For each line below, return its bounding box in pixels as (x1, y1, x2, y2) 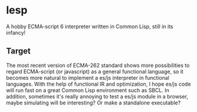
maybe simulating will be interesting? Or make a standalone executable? (6, 99, 181, 106)
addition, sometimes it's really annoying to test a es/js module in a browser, (6, 93, 188, 100)
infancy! (6, 29, 26, 36)
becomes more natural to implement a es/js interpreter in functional (6, 74, 169, 81)
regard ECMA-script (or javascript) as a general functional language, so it (6, 68, 183, 75)
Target (6, 46, 31, 56)
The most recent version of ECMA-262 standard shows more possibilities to (6, 62, 190, 69)
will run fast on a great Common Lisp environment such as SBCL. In (6, 86, 169, 94)
